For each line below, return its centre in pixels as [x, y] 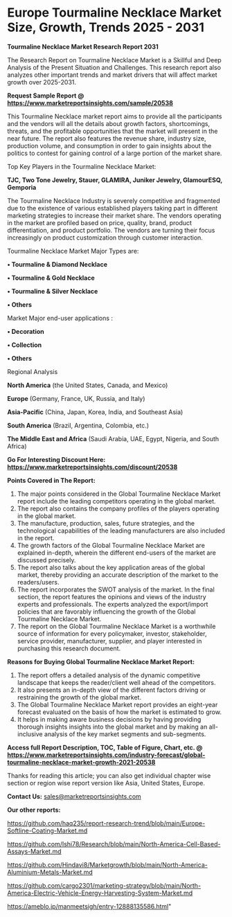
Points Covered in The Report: [51, 480]
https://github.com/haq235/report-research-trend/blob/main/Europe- [106, 823]
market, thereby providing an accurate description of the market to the [118, 575]
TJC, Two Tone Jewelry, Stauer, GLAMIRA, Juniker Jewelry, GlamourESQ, [115, 180]
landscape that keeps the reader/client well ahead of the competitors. [116, 682]
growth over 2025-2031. [42, 82]
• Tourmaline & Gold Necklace [51, 278]
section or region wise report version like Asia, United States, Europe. [106, 783]
